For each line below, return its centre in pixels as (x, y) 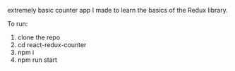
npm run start (37, 60)
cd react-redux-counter (52, 45)
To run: (18, 24)
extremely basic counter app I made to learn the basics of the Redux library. (117, 10)
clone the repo (39, 37)
